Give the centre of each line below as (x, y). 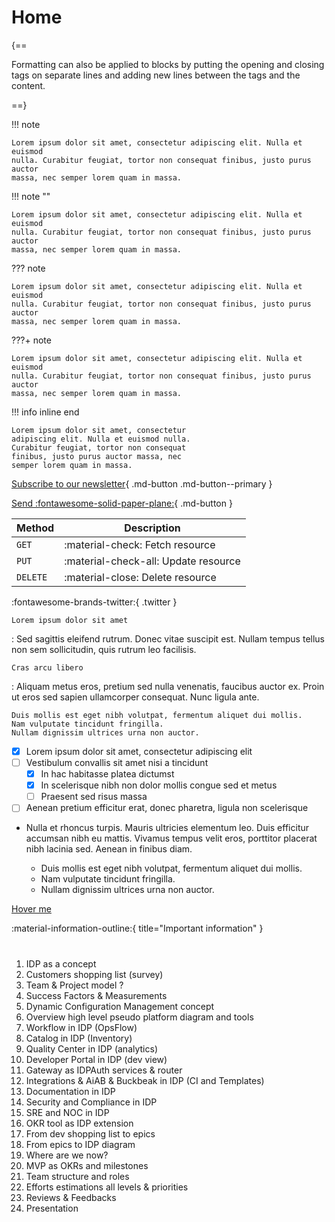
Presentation (52, 1208)
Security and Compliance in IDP (91, 1102)
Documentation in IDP (70, 1091)
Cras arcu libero (47, 667)
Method (35, 528)
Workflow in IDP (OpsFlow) (81, 1027)
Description (152, 528)
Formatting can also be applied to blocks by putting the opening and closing (168, 64)
